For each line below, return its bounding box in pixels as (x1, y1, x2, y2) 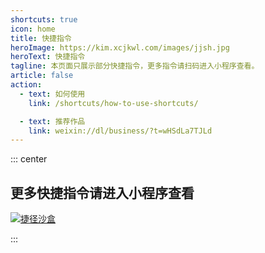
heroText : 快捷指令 (10, 52, 86, 62)
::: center (10, 153, 48, 165)
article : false (10, 71, 74, 81)
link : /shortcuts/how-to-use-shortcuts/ (28, 98, 199, 108)
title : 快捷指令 (10, 33, 72, 43)
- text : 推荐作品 (19, 116, 86, 126)
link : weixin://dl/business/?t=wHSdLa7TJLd (28, 126, 213, 136)
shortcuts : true (10, 14, 78, 25)
